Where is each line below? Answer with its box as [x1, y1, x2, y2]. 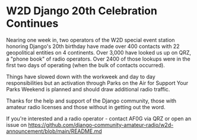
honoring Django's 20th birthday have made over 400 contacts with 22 [6, 43, 180, 50]
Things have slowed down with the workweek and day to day [6, 73, 155, 80]
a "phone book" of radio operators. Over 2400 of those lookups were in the [6, 55, 191, 62]
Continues [6, 17, 59, 30]
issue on [6, 121, 27, 128]
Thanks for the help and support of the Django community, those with [6, 97, 177, 104]
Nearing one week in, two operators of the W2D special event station [6, 36, 175, 43]
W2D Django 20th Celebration [6, 4, 157, 18]
